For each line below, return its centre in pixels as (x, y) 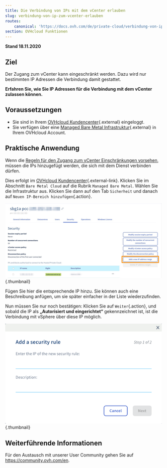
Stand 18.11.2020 (23, 46)
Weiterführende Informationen (54, 443)
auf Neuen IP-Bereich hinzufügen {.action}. (49, 196)
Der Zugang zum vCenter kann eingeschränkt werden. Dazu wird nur (76, 74)
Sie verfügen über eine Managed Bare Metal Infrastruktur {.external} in (84, 127)
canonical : (25, 26)
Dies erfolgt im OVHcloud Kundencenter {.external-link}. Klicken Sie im (77, 180)
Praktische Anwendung (42, 148)
